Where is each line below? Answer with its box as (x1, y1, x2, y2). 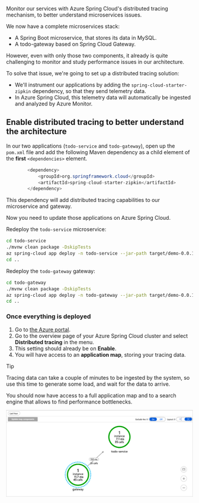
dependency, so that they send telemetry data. (32, 88, 146, 94)
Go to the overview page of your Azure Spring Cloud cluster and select (14, 332, 188, 339)
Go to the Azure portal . (14, 326, 71, 333)
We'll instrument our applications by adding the (14, 81, 130, 88)
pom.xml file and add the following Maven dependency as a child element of (6, 148, 191, 156)
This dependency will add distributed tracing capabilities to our (6, 197, 160, 204)
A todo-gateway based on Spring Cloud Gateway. (14, 41, 136, 47)
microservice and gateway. (6, 203, 72, 210)
